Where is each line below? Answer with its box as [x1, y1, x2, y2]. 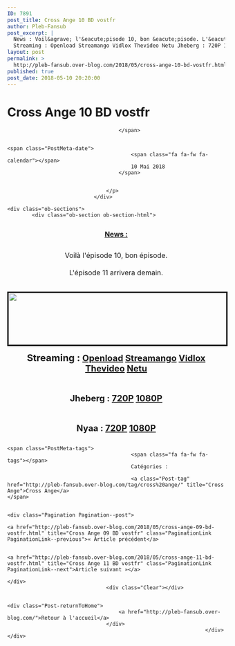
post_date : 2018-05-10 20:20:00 [7, 74, 100, 82]
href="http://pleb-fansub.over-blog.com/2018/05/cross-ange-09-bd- [16, 524, 215, 531]
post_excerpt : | [7, 29, 54, 37]
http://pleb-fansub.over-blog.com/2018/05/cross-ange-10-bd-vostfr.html [13, 62, 227, 68]
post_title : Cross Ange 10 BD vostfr [7, 17, 116, 24]
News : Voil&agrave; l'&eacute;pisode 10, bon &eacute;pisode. [13, 36, 199, 43]
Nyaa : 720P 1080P [76, 423, 156, 434]
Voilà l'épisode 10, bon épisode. [64, 250, 168, 260]
